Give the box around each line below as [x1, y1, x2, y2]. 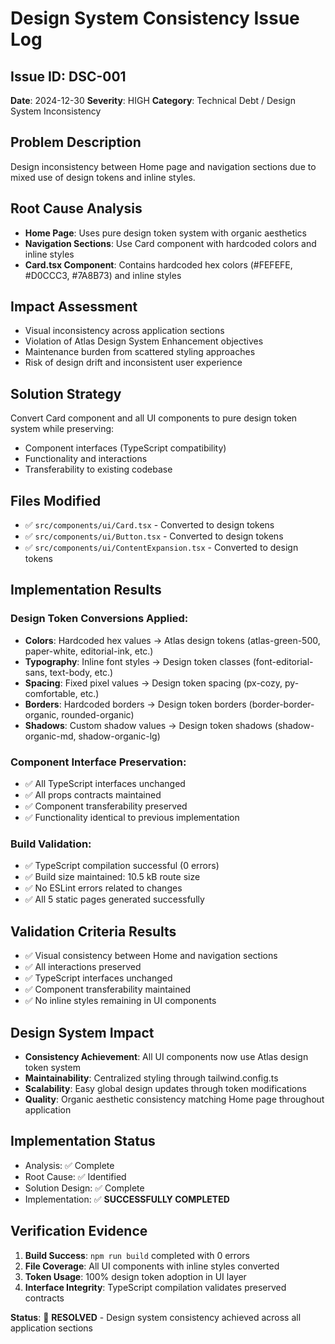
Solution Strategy [10, 385, 122, 402]
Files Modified [10, 492, 102, 509]
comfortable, [24, 687, 78, 699]
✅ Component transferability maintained [24, 983, 192, 996]
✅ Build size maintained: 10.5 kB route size [24, 871, 201, 883]
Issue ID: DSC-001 [10, 68, 127, 85]
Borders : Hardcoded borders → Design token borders [24, 698, 247, 710]
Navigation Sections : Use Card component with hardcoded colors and [24, 237, 317, 249]
